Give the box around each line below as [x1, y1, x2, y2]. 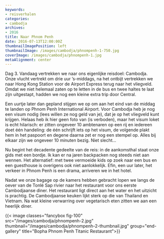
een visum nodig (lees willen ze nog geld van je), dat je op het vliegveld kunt [5, 111, 160, 118]
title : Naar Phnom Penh [5, 35, 54, 40]
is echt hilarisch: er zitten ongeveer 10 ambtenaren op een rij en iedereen [5, 122, 153, 128]
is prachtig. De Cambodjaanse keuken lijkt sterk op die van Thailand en [5, 193, 148, 199]
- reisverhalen [5, 12, 36, 17]
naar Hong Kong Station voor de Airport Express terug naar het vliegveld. [5, 81, 153, 87]
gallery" [5, 228, 21, 234]
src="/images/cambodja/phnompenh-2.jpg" [5, 218, 94, 224]
